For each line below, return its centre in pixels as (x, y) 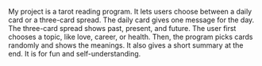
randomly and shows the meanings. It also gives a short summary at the (126, 45)
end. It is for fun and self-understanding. (75, 54)
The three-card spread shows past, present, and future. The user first (122, 28)
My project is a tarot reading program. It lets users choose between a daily (130, 12)
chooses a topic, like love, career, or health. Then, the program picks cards (131, 37)
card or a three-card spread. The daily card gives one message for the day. (131, 20)
